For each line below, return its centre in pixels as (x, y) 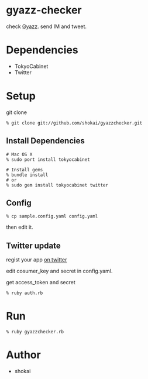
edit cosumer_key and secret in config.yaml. (59, 271)
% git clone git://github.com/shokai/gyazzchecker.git (74, 123)
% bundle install (27, 175)
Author (23, 355)
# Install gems (25, 170)
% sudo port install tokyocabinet (48, 159)
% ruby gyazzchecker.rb (35, 332)
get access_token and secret (41, 282)
